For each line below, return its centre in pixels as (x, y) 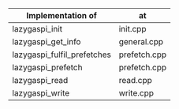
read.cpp (135, 80)
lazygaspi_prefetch (47, 68)
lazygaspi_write (41, 93)
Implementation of (62, 15)
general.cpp (141, 41)
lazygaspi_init (37, 29)
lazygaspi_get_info (47, 41)
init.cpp (132, 29)
